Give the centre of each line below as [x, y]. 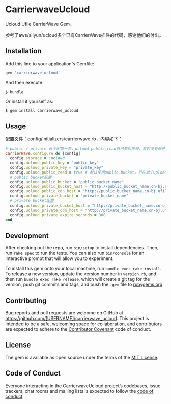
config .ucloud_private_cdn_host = [46, 210]
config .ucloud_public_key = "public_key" [54, 163]
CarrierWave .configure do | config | [43, 154]
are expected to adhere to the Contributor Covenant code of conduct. [78, 329]
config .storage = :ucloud [37, 158]
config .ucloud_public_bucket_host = [49, 187]
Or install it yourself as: [29, 101]
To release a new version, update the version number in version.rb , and [81, 274]
